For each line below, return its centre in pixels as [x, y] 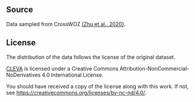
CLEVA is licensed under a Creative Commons [62, 68]
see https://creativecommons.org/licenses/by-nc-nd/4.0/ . [76, 93]
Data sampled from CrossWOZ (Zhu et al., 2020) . [66, 24]
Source [20, 10]
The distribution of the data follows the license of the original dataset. [91, 57]
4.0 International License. [73, 75]
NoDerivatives [23, 75]
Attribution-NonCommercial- [155, 68]
